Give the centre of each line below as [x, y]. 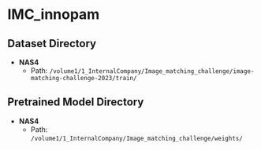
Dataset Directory [52, 44]
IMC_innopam [54, 15]
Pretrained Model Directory [76, 102]
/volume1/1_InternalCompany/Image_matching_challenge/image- [152, 71]
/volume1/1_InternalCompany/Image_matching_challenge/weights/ [137, 138]
